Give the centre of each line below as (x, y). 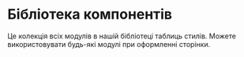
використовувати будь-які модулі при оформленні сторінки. (109, 44)
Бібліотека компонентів (90, 14)
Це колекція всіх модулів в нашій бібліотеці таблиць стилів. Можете (122, 36)
